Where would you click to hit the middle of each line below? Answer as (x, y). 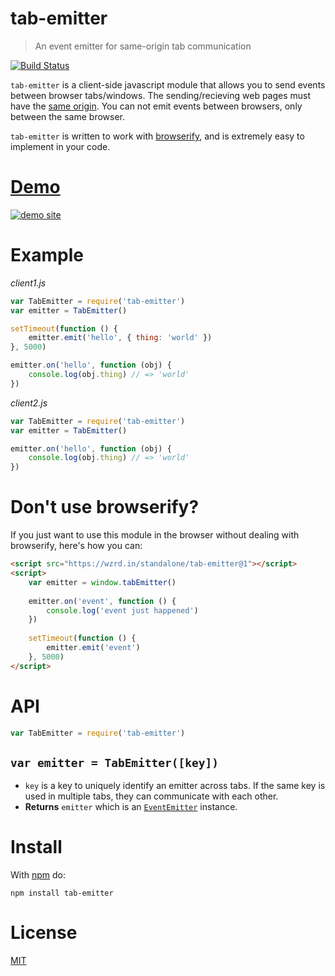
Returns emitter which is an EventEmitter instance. (131, 807)
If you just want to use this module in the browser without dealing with (155, 535)
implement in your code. (60, 146)
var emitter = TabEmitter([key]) (115, 762)
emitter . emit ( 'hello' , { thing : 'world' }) (120, 338)
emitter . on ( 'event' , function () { (102, 601)
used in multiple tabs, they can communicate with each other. (151, 796)
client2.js (29, 403)
